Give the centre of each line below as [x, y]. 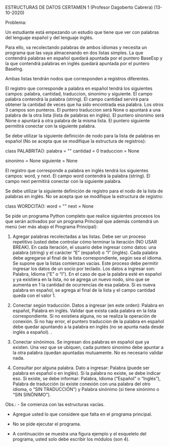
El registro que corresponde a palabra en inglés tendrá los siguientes [77, 170]
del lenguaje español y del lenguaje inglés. [49, 38]
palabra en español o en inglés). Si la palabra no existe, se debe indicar [87, 373]
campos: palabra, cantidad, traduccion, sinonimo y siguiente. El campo [79, 94]
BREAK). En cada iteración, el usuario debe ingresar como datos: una [84, 247]
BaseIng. [14, 69]
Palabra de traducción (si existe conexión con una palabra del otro [81, 384]
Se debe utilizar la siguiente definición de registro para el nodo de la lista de [84, 191]
